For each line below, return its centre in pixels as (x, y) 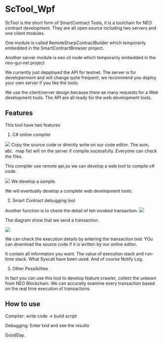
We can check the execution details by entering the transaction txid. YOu (79, 239)
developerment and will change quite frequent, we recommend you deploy (81, 77)
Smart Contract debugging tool (44, 200)
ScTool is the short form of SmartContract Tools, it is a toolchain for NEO (79, 23)
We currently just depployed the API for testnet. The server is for (71, 72)
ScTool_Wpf (30, 9)
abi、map (15, 151)
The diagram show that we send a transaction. (52, 220)
